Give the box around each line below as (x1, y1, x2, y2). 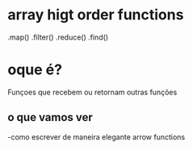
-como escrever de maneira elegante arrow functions (7, 131, 186, 142)
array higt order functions (7, 6, 184, 24)
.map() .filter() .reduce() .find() (7, 32, 109, 42)
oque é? (7, 60, 62, 79)
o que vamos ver (7, 110, 94, 124)
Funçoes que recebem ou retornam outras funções (7, 87, 178, 97)
